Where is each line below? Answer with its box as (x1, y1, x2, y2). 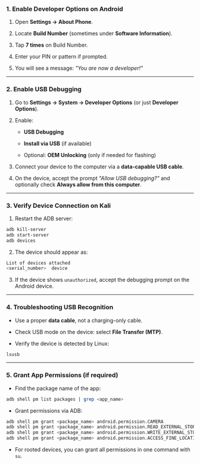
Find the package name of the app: (14, 385, 101, 392)
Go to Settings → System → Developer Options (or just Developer (14, 99, 179, 106)
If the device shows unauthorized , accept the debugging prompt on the (14, 276, 189, 284)
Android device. (14, 282, 54, 290)
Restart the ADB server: (14, 214, 73, 222)
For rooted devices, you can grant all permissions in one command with (14, 446, 190, 453)
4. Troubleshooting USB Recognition (6, 303, 114, 312)
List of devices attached (6, 260, 70, 266)
